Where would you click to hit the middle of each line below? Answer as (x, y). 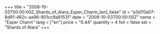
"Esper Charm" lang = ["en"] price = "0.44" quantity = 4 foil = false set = (78, 22)
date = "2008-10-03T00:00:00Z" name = (114, 17)
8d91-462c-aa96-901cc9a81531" (38, 17)
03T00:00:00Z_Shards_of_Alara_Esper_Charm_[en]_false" (63, 12)
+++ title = (15, 7)
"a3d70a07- (143, 12)
